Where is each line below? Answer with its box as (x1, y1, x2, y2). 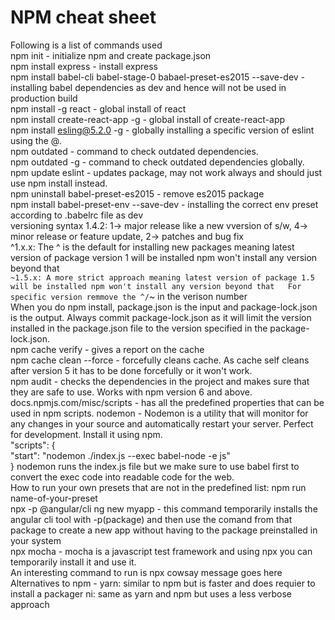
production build (10, 92, 78, 104)
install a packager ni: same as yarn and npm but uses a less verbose (10, 587, 292, 600)
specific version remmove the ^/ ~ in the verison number (10, 290, 248, 302)
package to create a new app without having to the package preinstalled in (10, 524, 318, 536)
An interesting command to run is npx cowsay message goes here (10, 566, 283, 578)
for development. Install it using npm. (10, 428, 163, 440)
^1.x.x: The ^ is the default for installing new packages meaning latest (10, 241, 295, 253)
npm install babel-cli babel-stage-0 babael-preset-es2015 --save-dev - (10, 71, 306, 83)
